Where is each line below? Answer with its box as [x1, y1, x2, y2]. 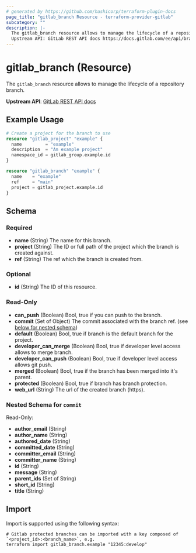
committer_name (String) [14, 456, 77, 463]
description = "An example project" [11, 147, 103, 153]
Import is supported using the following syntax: [6, 520, 120, 527]
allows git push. [14, 361, 52, 368]
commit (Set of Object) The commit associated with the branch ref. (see [14, 317, 188, 325]
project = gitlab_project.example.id [11, 184, 103, 190]
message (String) [14, 469, 57, 476]
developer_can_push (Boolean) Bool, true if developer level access [14, 355, 177, 362]
